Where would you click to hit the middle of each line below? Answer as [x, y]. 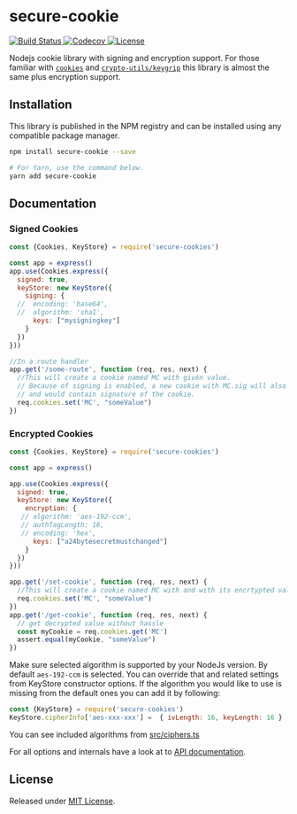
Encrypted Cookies [51, 433]
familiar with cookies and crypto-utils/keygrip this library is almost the [139, 67]
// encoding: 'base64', [63, 304]
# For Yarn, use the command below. [76, 167]
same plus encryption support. [65, 76]
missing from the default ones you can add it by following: [115, 694]
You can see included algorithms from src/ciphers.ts [105, 734]
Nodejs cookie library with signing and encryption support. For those [134, 58]
